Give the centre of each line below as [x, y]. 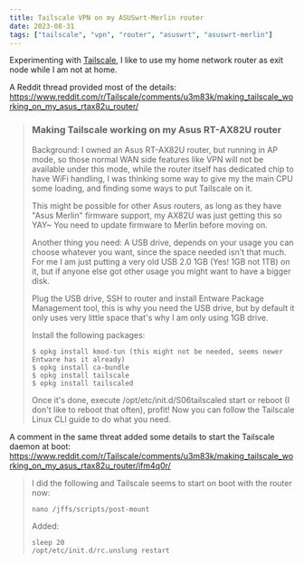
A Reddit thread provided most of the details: [93, 88]
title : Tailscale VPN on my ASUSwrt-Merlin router [107, 18]
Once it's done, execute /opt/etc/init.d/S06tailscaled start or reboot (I [161, 399]
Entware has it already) [78, 359]
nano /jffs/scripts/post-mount [90, 509]
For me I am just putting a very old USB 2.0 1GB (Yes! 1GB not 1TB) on [161, 261]
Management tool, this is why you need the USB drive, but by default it [163, 307]
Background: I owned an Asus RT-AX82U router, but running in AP [155, 149]
